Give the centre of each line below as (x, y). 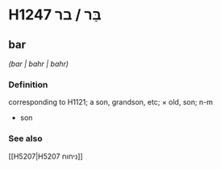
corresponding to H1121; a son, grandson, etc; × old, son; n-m (111, 102)
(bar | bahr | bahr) (39, 64)
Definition (28, 84)
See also (25, 138)
